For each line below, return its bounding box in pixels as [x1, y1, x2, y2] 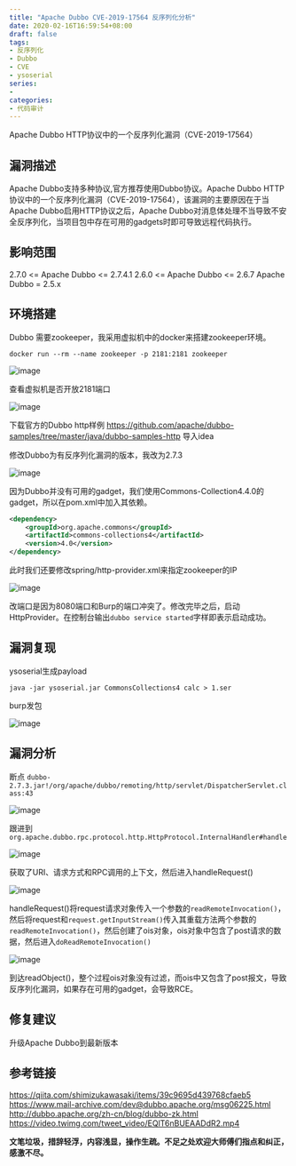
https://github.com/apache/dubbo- [105, 419, 235, 430]
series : [9, 79, 38, 88]
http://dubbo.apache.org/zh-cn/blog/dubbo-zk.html [9, 1108, 199, 1120]
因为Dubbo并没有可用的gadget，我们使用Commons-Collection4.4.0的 [9, 485, 264, 496]
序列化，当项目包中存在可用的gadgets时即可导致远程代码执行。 [24, 217, 257, 228]
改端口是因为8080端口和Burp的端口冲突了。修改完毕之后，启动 [9, 601, 241, 611]
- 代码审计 [9, 104, 44, 113]
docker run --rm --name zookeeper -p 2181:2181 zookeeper [9, 349, 228, 358]
